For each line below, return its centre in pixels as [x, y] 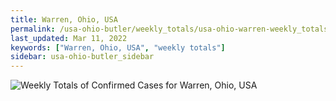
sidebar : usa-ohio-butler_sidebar [82, 57]
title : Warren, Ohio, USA [64, 19]
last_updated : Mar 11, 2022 [69, 38]
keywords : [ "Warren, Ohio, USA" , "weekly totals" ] [118, 47]
